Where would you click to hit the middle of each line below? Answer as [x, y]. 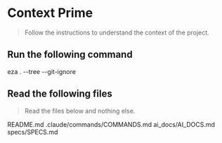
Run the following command [70, 55]
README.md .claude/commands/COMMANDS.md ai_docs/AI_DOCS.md [111, 124]
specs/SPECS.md [33, 132]
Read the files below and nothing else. [80, 111]
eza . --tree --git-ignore [41, 71]
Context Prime [50, 13]
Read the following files [60, 94]
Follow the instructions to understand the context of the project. [117, 32]
